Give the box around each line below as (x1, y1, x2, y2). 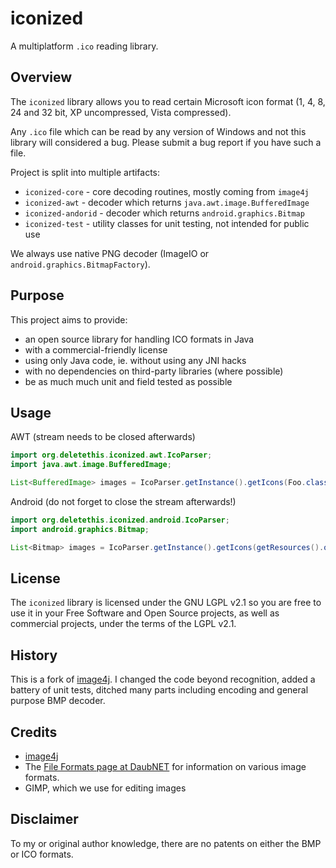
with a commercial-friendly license (24, 343, 168, 356)
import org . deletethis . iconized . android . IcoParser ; (10, 515, 230, 525)
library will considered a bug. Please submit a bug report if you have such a (10, 136, 322, 148)
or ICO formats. (10, 848, 74, 860)
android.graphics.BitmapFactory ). (10, 258, 151, 270)
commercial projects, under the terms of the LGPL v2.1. (10, 618, 237, 630)
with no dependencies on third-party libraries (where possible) (24, 365, 284, 377)
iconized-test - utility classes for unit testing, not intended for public (24, 217, 310, 229)
